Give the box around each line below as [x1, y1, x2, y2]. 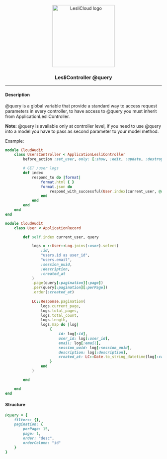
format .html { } [40, 180, 75, 184]
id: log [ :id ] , [58, 331, 88, 336]
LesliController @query [54, 74, 113, 81]
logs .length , [40, 317, 68, 323]
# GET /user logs [23, 166, 59, 171]
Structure [5, 402, 26, 408]
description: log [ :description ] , [58, 350, 128, 355]
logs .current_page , [40, 303, 81, 308]
